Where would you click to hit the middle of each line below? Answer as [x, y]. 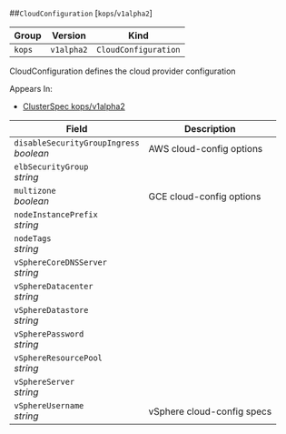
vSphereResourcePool [58, 358]
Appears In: [31, 89]
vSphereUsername [49, 405]
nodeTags [33, 239]
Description [210, 129]
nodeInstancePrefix [56, 214]
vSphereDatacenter [54, 286]
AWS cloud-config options [206, 149]
